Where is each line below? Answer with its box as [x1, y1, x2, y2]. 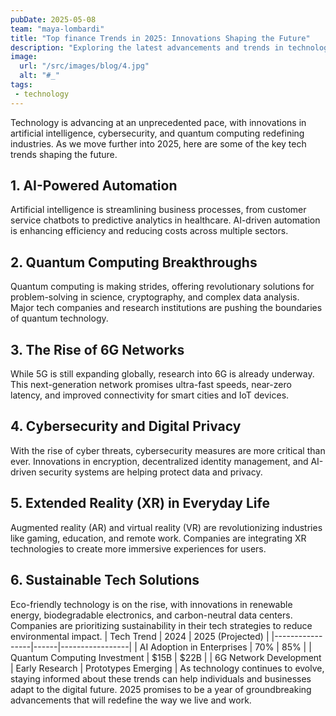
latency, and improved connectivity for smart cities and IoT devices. [10, 389, 290, 401]
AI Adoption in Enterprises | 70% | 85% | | [139, 641, 312, 653]
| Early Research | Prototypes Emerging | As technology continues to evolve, [10, 662, 325, 674]
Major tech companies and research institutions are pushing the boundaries [10, 302, 323, 314]
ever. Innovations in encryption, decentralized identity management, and [10, 455, 309, 467]
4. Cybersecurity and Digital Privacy [10, 418, 242, 435]
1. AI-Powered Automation [10, 177, 178, 195]
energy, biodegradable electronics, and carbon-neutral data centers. [10, 609, 293, 621]
